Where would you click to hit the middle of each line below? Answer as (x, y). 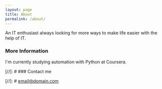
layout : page (19, 10)
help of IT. (16, 38)
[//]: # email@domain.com (32, 81)
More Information (27, 51)
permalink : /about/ (25, 19)
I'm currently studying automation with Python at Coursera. (66, 62)
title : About (19, 14)
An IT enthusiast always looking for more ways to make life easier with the (81, 33)
